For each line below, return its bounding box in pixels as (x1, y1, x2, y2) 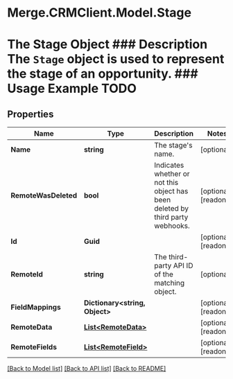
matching (153, 279, 185, 288)
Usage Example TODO (7, 81, 137, 96)
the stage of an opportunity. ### (7, 66, 199, 82)
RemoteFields (10, 342, 58, 352)
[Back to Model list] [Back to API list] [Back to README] (7, 364, 166, 373)
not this (153, 178, 179, 188)
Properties (7, 108, 54, 120)
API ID (173, 261, 193, 271)
